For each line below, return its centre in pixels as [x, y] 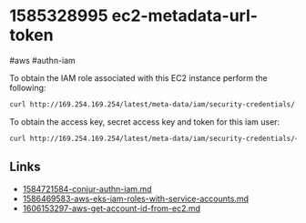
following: [28, 87]
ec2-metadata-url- [184, 16]
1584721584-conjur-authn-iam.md [87, 188]
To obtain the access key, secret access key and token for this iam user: [145, 122]
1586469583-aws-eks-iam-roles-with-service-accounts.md [135, 198]
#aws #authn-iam [42, 60]
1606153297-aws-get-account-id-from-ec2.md [112, 208]
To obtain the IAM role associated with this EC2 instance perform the [139, 77]
